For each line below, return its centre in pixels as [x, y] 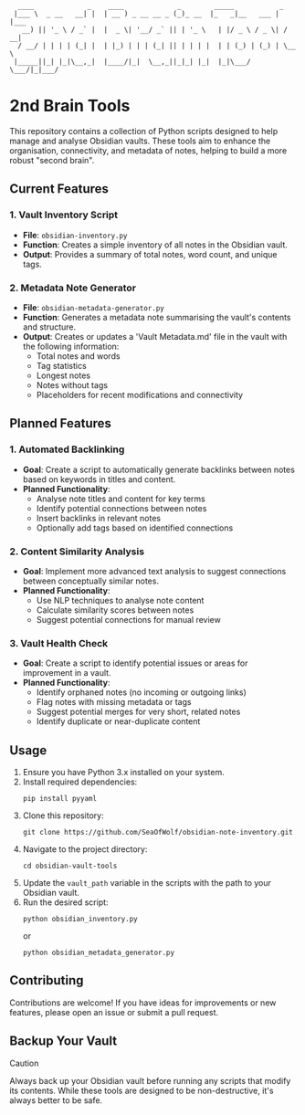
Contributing [47, 980]
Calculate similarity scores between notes [115, 610]
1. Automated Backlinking [67, 449]
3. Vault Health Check [59, 643]
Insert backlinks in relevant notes [99, 518]
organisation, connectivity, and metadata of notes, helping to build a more [148, 150]
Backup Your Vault [63, 1041]
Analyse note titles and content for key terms [121, 499]
